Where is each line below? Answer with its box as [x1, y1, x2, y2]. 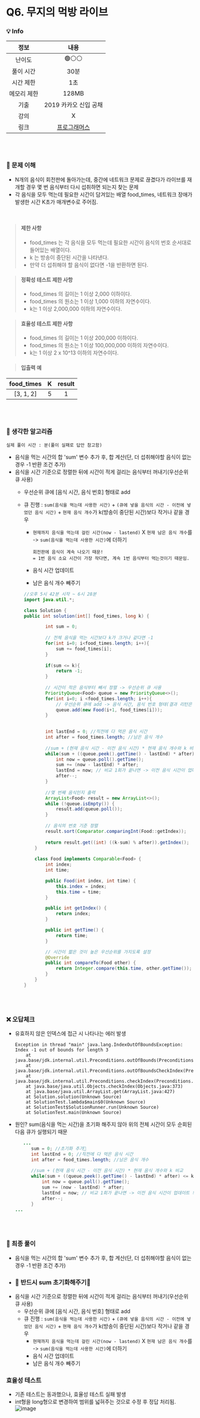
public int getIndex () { [45, 905, 107, 912]
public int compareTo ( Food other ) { [45, 960, 136, 966]
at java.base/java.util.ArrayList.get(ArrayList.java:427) [26, 1089, 176, 1095]
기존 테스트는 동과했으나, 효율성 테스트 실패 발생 [14, 1391, 126, 1398]
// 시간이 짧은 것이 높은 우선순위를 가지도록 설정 [45, 949, 151, 955]
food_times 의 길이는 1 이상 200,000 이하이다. [29, 334, 139, 341]
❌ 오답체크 [6, 1015, 35, 1024]
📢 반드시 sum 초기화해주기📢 [14, 1278, 91, 1286]
